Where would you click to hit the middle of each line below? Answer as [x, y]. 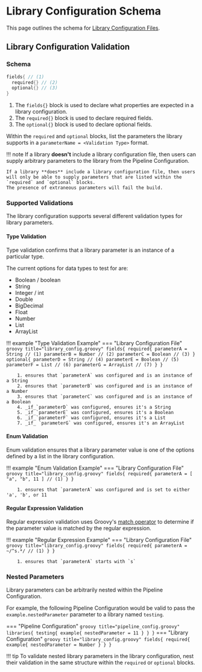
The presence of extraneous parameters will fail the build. [85, 188]
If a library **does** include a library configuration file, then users [101, 172]
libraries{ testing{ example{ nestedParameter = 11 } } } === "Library [97, 633]
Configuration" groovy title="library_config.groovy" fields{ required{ [98, 639]
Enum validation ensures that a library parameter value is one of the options [100, 450]
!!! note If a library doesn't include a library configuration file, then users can [101, 154]
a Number [17, 391]
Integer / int [29, 292]
